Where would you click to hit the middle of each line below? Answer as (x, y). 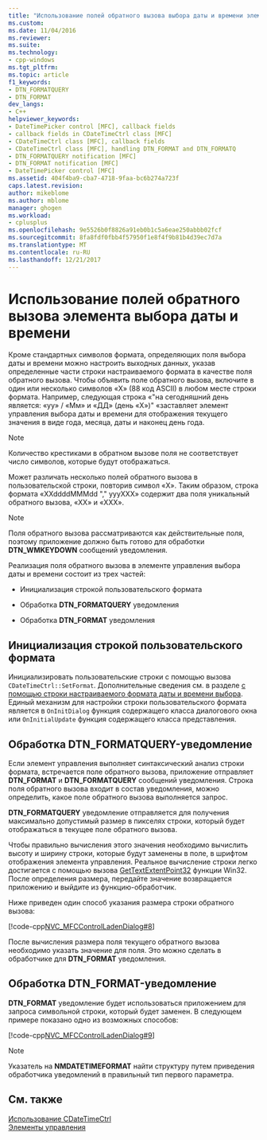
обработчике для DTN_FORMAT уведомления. (87, 959)
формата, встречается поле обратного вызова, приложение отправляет (131, 772)
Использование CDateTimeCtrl (60, 1119)
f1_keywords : (30, 82)
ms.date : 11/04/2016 (43, 30)
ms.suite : (25, 45)
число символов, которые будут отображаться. (89, 461)
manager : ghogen (35, 208)
